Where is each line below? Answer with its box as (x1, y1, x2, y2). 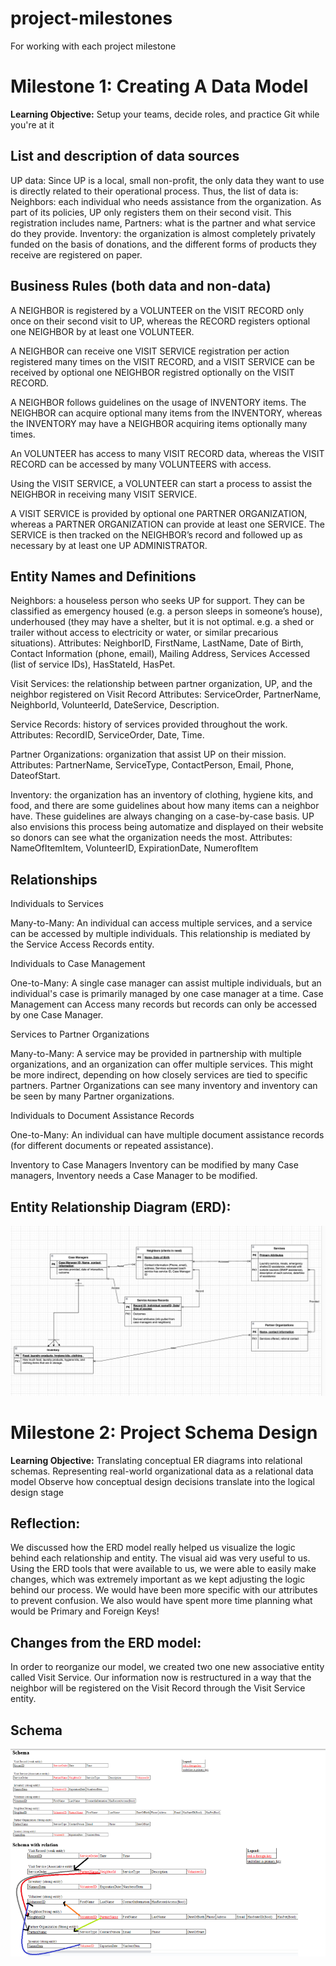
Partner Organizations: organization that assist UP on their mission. (10, 748, 287, 761)
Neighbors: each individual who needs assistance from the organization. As (10, 195, 322, 207)
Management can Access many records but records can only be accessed (10, 998, 318, 1011)
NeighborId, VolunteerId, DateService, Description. (10, 699, 220, 711)
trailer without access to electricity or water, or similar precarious (10, 627, 279, 639)
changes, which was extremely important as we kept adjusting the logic (10, 1573, 306, 1586)
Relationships (10, 871, 98, 888)
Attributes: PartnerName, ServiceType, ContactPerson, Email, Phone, (10, 759, 295, 771)
